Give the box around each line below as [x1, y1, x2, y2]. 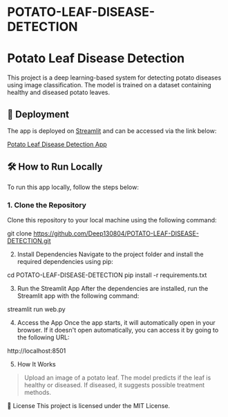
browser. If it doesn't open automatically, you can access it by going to [17, 326, 219, 335]
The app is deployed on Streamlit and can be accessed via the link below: [7, 126, 217, 135]
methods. [23, 389, 52, 397]
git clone [7, 229, 32, 238]
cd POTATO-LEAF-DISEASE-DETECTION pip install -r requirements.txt [7, 271, 207, 279]
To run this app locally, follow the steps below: [7, 183, 140, 191]
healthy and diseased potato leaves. [7, 88, 111, 97]
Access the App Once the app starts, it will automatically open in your [17, 319, 216, 327]
